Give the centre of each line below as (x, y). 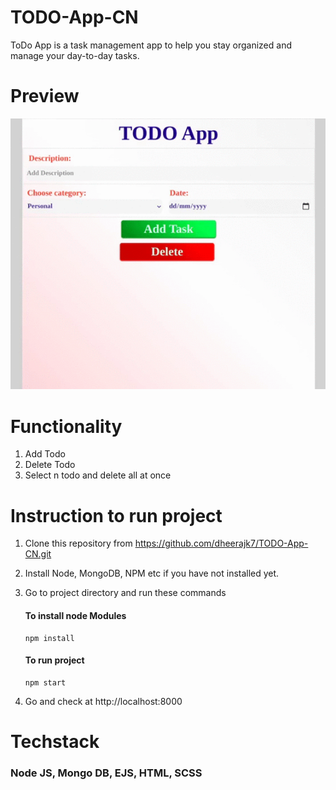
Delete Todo (50, 465)
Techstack (55, 741)
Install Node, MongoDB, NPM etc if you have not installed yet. (152, 573)
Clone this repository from (78, 543)
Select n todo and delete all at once (98, 475)
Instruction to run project (116, 515)
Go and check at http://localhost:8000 (103, 701)
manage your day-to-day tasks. (75, 55)
